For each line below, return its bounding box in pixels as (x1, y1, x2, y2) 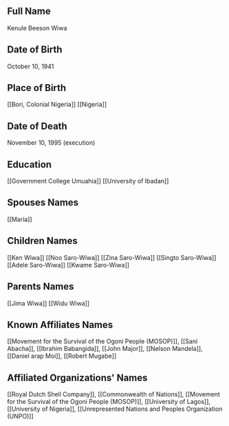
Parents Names (7, 281, 74, 292)
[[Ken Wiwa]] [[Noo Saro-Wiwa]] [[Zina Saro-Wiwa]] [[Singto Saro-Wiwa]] (7, 253, 217, 261)
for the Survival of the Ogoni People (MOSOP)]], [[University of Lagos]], (7, 398, 211, 406)
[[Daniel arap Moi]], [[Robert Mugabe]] (7, 352, 117, 361)
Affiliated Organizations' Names (7, 372, 148, 383)
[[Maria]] (7, 215, 32, 223)
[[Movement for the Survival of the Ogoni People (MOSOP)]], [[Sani (7, 337, 198, 345)
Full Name (7, 6, 51, 17)
